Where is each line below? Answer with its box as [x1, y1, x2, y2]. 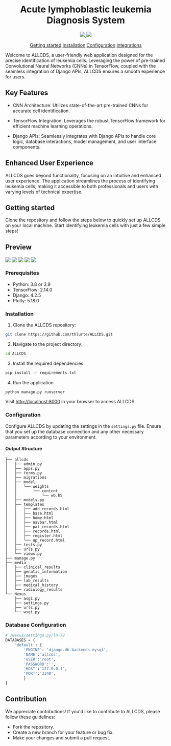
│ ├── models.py [5, 497, 44, 503]
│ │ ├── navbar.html [5, 520, 58, 525]
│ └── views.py [5, 551, 42, 556]
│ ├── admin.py [5, 461, 42, 467]
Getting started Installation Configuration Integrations [30, 42, 142, 48]
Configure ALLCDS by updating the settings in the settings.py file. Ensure [5, 423, 162, 429]
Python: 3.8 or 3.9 [12, 281, 51, 287]
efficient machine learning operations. [12, 123, 93, 129]
